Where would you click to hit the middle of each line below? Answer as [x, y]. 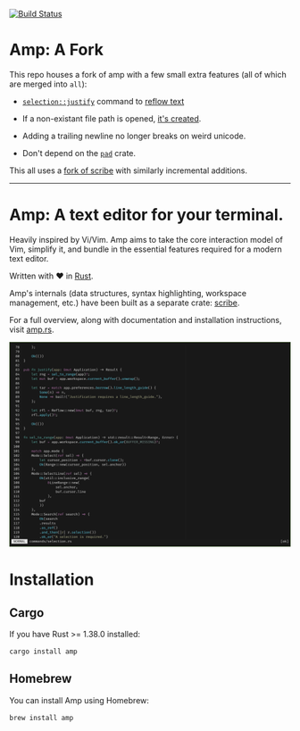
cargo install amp [43, 652]
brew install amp [42, 718]
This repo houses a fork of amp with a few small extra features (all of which [148, 74]
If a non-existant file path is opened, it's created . [112, 118]
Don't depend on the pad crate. [79, 153]
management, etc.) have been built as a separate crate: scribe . [125, 303]
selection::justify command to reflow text [103, 101]
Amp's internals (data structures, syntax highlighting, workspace [128, 293]
